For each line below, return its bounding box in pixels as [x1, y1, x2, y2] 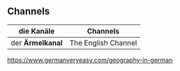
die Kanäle [18, 26, 55, 35]
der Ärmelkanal [10, 38, 63, 47]
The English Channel [69, 38, 137, 47]
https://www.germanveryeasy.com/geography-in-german [7, 56, 173, 64]
